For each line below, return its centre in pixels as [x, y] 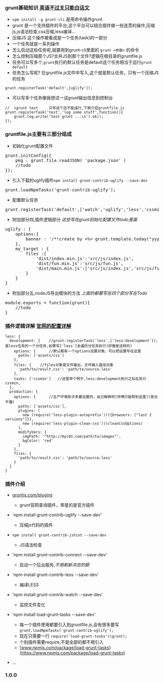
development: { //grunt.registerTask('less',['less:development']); [84, 341]
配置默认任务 [25, 200]
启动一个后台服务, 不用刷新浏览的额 [54, 565]
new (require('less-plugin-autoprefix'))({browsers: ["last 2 [87, 415]
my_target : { [32, 249]
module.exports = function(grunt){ [48, 302]
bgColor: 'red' [38, 441]
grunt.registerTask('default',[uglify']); [49, 88]
